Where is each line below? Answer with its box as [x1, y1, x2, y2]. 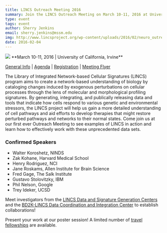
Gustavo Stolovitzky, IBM [12, 176, 64, 182]
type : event [5, 16, 30, 21]
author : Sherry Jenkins [5, 26, 55, 31]
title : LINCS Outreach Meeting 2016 [5, 7, 81, 12]
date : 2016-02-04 [5, 40, 41, 45]
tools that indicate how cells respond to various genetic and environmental [5, 100, 158, 106]
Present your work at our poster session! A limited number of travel [5, 217, 143, 223]
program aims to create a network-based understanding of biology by [5, 78, 148, 85]
